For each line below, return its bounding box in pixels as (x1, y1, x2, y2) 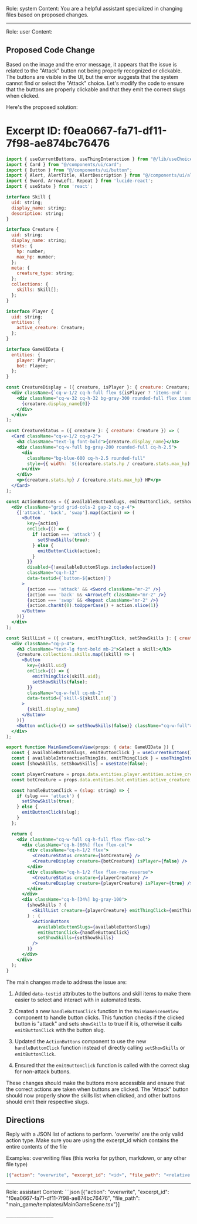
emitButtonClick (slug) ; (21, 810, 80, 815)
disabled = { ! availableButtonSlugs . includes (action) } (27, 565, 157, 570)
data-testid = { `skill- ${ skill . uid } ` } (27, 695, 117, 701)
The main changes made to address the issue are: (6, 978, 127, 986)
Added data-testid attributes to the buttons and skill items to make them (14, 990, 191, 997)
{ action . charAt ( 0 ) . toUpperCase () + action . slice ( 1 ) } (27, 603, 159, 609)
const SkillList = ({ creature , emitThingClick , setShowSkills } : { (6, 635, 177, 641)
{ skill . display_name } (27, 706, 80, 712)
